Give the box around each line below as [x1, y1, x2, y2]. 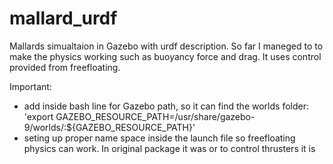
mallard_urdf [9, 7, 118, 30]
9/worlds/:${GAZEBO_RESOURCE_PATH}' [23, 121, 196, 133]
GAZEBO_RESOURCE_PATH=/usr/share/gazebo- [55, 110, 256, 122]
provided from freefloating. [9, 61, 121, 73]
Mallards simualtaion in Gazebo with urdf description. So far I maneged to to [9, 40, 324, 52]
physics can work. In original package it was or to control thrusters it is [23, 142, 316, 154]
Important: [9, 80, 52, 92]
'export [23, 110, 54, 122]
